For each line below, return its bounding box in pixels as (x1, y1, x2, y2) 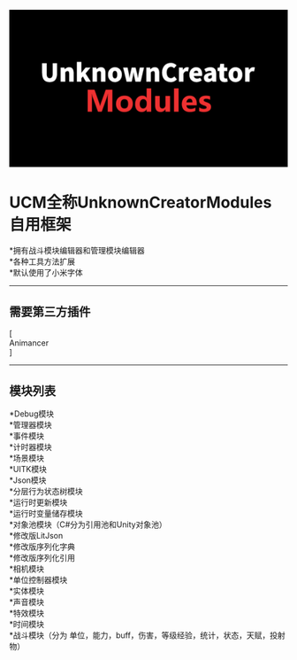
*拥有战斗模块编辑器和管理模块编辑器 (9, 245, 146, 256)
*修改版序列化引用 (9, 553, 76, 563)
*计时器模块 (9, 442, 53, 453)
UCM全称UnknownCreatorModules (9, 192, 272, 213)
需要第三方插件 (9, 304, 91, 319)
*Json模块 (9, 475, 47, 485)
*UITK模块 (9, 464, 47, 475)
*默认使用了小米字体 (9, 268, 84, 278)
